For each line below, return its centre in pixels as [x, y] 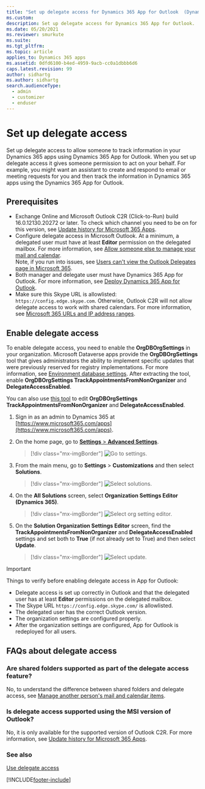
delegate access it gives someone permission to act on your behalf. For [96, 163]
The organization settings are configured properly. [78, 618]
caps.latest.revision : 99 [39, 69]
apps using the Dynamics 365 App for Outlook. [65, 182]
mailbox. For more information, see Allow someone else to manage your [106, 249]
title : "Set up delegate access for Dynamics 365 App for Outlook [92, 12]
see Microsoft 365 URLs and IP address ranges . [75, 314]
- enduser [24, 103]
